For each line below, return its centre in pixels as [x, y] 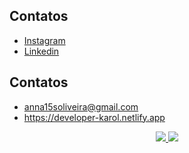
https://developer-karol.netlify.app [94, 117]
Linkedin [41, 51]
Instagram [44, 40]
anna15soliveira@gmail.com [81, 106]
